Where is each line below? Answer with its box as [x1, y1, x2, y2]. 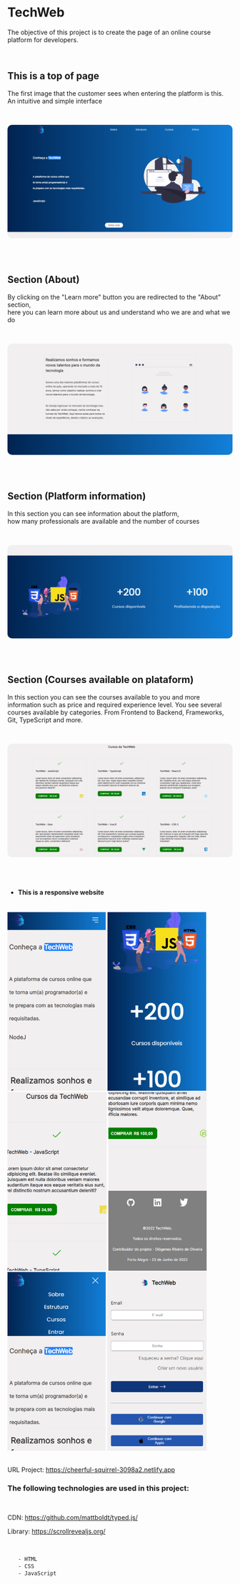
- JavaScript [17, 1570, 57, 1578]
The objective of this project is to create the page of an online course [7, 28, 211, 36]
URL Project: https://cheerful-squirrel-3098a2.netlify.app [7, 1465, 176, 1474]
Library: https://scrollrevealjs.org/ [7, 1527, 106, 1536]
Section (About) [7, 274, 80, 286]
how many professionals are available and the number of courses [7, 517, 200, 525]
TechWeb [7, 4, 65, 21]
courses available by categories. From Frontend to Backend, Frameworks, [7, 708, 224, 717]
